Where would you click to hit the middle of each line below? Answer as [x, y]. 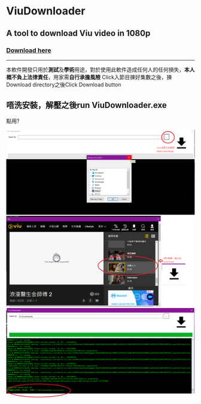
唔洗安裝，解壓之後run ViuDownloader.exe [87, 105]
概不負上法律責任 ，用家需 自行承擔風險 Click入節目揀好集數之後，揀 [89, 77]
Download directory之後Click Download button [64, 85]
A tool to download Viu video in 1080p [78, 33]
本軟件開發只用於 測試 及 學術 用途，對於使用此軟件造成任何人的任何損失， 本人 [100, 70]
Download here [29, 50]
